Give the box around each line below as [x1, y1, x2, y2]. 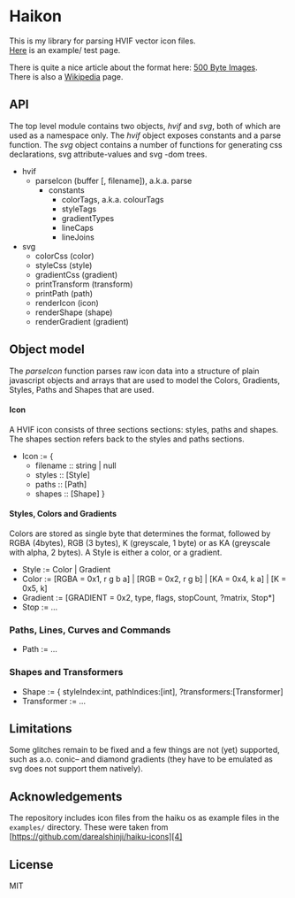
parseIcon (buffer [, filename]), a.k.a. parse [34, 175, 193, 186]
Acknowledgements [9, 789, 123, 804]
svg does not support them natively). [9, 764, 143, 774]
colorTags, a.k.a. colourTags [61, 194, 164, 204]
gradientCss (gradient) [34, 269, 117, 280]
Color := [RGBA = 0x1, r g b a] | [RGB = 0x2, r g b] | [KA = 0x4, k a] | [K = [21, 573, 287, 584]
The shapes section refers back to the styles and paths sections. [9, 434, 245, 444]
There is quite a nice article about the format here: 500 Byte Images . [9, 62, 258, 73]
